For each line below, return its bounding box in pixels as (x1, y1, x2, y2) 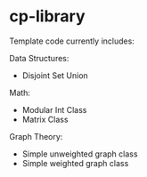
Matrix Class (21, 114, 69, 125)
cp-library (9, 6, 86, 27)
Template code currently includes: (9, 36, 135, 46)
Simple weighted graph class (21, 157, 129, 168)
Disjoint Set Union (21, 69, 89, 81)
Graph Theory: (9, 131, 63, 141)
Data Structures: (9, 52, 69, 63)
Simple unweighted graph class (21, 149, 138, 159)
